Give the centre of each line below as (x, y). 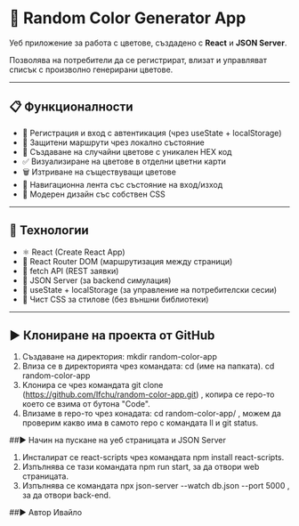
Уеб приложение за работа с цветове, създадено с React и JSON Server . (148, 43)
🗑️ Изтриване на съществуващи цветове (99, 172)
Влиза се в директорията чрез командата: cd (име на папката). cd (148, 366)
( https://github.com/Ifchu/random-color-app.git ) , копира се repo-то (148, 394)
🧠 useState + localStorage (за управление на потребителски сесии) (149, 289)
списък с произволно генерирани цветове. (91, 69)
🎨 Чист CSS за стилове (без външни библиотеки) (115, 299)
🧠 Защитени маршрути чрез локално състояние (113, 142)
